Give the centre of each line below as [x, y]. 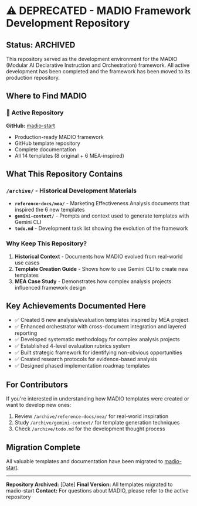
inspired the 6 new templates [50, 210]
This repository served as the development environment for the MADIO [92, 59]
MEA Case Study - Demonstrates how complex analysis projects [93, 281]
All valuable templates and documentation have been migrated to [84, 461]
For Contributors [37, 384]
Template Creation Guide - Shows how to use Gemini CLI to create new [101, 269]
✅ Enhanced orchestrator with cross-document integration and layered [100, 327]
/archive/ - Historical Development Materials [71, 191]
